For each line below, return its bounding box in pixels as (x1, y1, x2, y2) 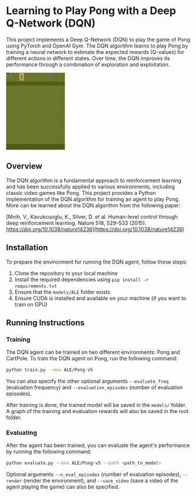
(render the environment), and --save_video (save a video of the (23, 477, 178, 484)
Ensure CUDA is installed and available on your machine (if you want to (14, 295, 187, 302)
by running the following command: (6, 448, 92, 455)
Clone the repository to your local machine (14, 269, 118, 276)
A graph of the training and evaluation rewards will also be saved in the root (6, 408, 189, 415)
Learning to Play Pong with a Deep (6, 4, 176, 18)
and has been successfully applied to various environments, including (6, 183, 175, 190)
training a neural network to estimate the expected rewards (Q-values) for (6, 48, 185, 55)
